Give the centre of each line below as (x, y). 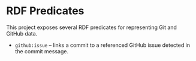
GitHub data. (22, 33)
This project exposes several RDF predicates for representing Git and (91, 27)
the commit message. (42, 51)
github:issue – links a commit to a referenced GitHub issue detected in (102, 45)
